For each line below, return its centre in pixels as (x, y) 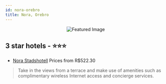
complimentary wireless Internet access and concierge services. (86, 76)
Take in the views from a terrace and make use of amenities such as (89, 71)
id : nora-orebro (22, 10)
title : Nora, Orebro (27, 15)
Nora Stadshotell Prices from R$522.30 (54, 61)
